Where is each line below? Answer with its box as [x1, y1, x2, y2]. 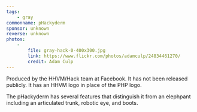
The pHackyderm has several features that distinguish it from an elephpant [6, 93, 191, 100]
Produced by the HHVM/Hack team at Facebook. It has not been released [6, 75, 188, 82]
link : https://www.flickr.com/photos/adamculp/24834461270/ [28, 53, 181, 59]
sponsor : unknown [6, 25, 50, 32]
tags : [6, 8, 20, 15]
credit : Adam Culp [28, 58, 74, 64]
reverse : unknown [6, 31, 50, 37]
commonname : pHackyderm [6, 20, 66, 26]
